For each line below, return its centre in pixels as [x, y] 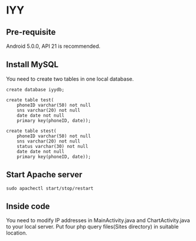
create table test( [30, 100]
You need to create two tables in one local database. [70, 79]
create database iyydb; [35, 90]
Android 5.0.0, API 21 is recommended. [53, 46]
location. [17, 233]
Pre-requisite [31, 32]
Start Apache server [44, 175]
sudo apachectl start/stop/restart [50, 188]
